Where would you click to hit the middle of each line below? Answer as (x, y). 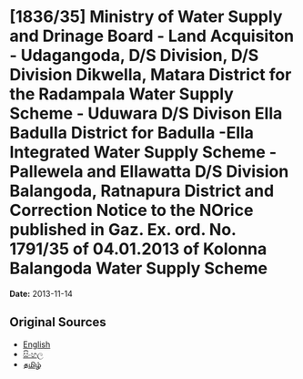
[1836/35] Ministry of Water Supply (146, 17)
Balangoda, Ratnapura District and (142, 191)
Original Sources (58, 322)
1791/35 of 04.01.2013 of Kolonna (138, 249)
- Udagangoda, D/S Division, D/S (134, 56)
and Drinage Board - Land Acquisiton (152, 36)
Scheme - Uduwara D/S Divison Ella (146, 113)
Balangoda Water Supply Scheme (139, 268)
